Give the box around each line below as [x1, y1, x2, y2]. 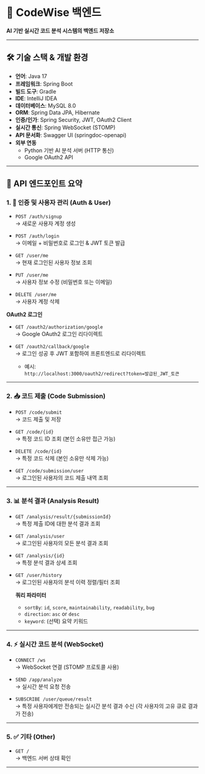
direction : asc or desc [24, 610, 80, 618]
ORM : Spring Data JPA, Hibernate [15, 108, 100, 116]
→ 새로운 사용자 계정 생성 [15, 220, 76, 227]
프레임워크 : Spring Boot [15, 80, 73, 87]
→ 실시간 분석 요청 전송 [15, 683, 71, 690]
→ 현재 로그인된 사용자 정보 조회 [15, 259, 93, 266]
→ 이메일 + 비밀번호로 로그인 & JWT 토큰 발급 [15, 239, 125, 247]
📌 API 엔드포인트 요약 [6, 179, 83, 189]
